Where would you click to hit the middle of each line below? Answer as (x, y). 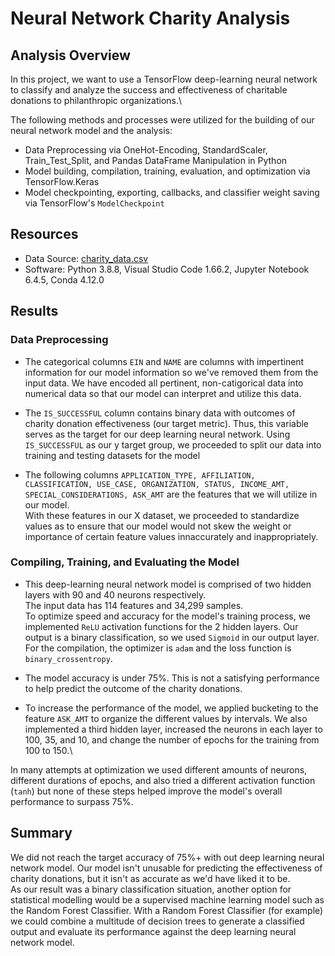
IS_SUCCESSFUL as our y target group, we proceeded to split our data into (173, 444)
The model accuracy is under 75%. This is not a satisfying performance (172, 678)
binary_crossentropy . (68, 658)
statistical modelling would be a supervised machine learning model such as (167, 899)
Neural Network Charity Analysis (150, 18)
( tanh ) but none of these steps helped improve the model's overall (146, 791)
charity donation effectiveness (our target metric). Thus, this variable (167, 423)
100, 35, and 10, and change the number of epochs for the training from (172, 739)
